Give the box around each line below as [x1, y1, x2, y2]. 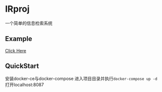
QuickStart [5, 62, 39, 70]
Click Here [5, 47, 27, 53]
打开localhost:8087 [5, 82, 44, 88]
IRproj [5, 3, 30, 15]
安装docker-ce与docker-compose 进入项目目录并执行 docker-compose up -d [5, 75, 158, 81]
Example [5, 35, 32, 43]
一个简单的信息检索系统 [5, 20, 53, 26]
